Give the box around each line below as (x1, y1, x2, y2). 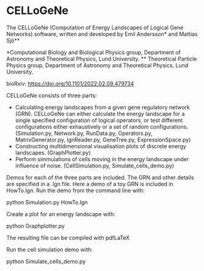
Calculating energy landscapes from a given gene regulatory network (15, 103, 191, 110)
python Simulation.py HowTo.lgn (6, 198, 88, 206)
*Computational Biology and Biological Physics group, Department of (6, 48, 181, 56)
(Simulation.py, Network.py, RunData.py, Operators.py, (15, 129, 153, 137)
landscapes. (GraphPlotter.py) (15, 149, 91, 156)
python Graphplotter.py (6, 222, 65, 229)
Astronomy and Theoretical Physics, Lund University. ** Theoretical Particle (6, 55, 197, 62)
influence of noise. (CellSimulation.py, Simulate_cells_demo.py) (15, 162, 175, 169)
